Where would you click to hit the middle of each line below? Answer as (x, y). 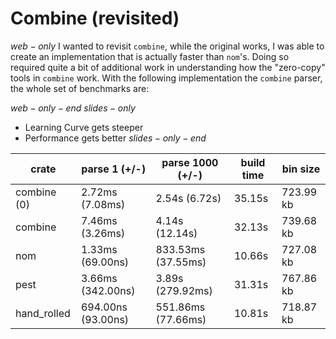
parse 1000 (190, 162)
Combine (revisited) (95, 18)
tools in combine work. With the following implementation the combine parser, (166, 78)
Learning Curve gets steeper (84, 127)
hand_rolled (43, 313)
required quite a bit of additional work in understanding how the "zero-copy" (168, 67)
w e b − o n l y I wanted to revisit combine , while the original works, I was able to (167, 46)
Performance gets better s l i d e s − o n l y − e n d (115, 138)
